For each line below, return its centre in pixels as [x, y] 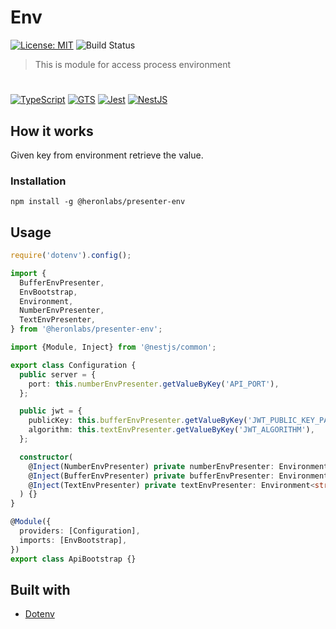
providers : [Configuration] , [80, 531]
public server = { [58, 374]
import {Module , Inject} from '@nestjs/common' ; [113, 347]
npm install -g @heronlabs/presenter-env [98, 202]
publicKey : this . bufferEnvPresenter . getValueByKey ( [138, 421]
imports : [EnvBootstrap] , [73, 540]
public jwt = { [51, 411]
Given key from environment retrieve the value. [107, 155]
